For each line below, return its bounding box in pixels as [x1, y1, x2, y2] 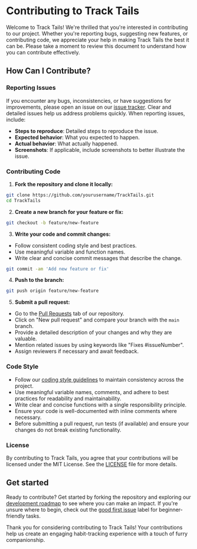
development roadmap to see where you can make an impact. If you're [6, 499, 178, 506]
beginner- [159, 506, 183, 513]
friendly [6, 512, 25, 519]
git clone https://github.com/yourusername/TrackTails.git [6, 192, 155, 198]
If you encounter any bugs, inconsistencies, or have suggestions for [6, 97, 172, 104]
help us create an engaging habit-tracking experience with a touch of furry [6, 530, 188, 537]
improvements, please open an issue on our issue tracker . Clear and [6, 103, 172, 111]
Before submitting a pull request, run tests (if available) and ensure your [14, 420, 189, 427]
